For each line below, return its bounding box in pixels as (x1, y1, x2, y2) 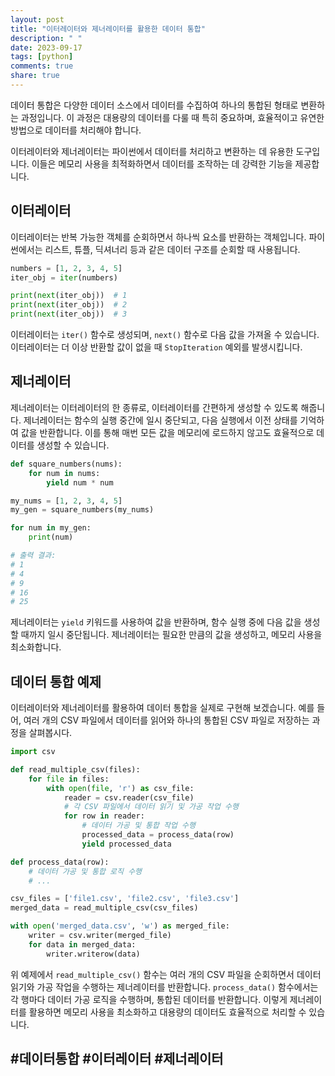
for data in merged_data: (28, 939, 137, 950)
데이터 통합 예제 (10, 673, 102, 690)
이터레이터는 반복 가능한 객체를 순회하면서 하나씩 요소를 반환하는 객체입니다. (10, 231, 307, 243)
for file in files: (28, 774, 110, 784)
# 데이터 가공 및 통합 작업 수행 (81, 821, 196, 831)
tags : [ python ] (10, 52, 74, 62)
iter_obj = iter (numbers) (10, 272, 118, 283)
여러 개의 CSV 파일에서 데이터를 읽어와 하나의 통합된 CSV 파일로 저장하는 (23, 714, 310, 726)
